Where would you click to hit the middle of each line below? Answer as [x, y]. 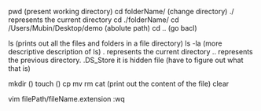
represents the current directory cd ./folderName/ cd [94, 20]
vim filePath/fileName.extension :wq [67, 99]
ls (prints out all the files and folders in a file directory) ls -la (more [115, 43]
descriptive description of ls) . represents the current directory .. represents [130, 52]
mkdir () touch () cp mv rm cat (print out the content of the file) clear [119, 83]
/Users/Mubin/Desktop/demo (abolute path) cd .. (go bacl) [103, 28]
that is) [20, 68]
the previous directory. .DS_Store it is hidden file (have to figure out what [126, 60]
